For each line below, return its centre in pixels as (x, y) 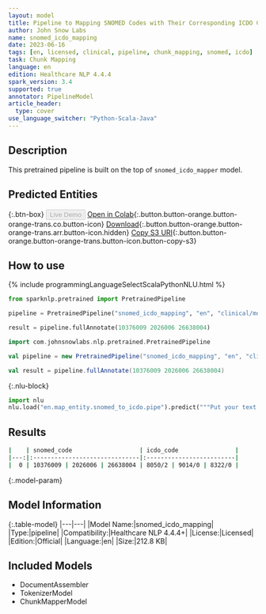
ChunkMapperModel (53, 601)
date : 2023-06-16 (37, 45)
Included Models (50, 565)
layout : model (32, 15)
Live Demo (66, 214)
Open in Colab (110, 214)
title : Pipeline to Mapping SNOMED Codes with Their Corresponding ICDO (131, 23)
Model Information (55, 505)
